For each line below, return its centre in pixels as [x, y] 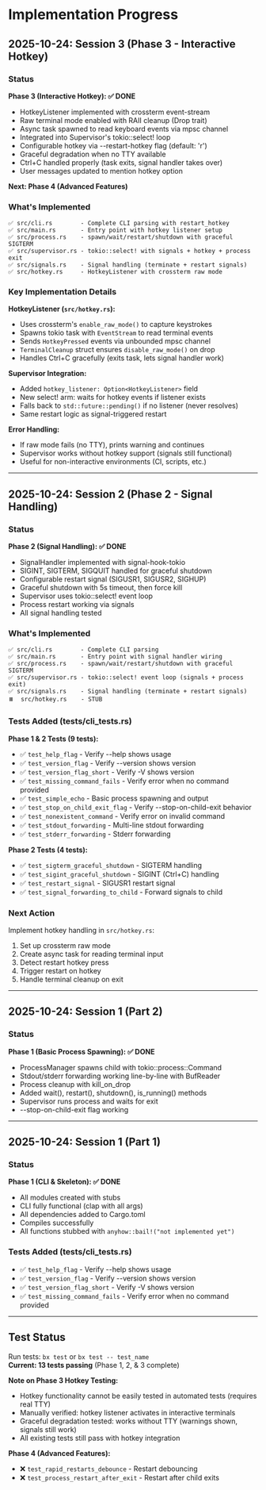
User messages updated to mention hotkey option [101, 171]
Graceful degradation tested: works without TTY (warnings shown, [129, 1421]
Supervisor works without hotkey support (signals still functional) [126, 453]
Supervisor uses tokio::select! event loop [86, 596]
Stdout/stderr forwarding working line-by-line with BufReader [120, 1076]
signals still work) [48, 1429]
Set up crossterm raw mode [65, 946]
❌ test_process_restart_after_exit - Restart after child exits [120, 1477]
